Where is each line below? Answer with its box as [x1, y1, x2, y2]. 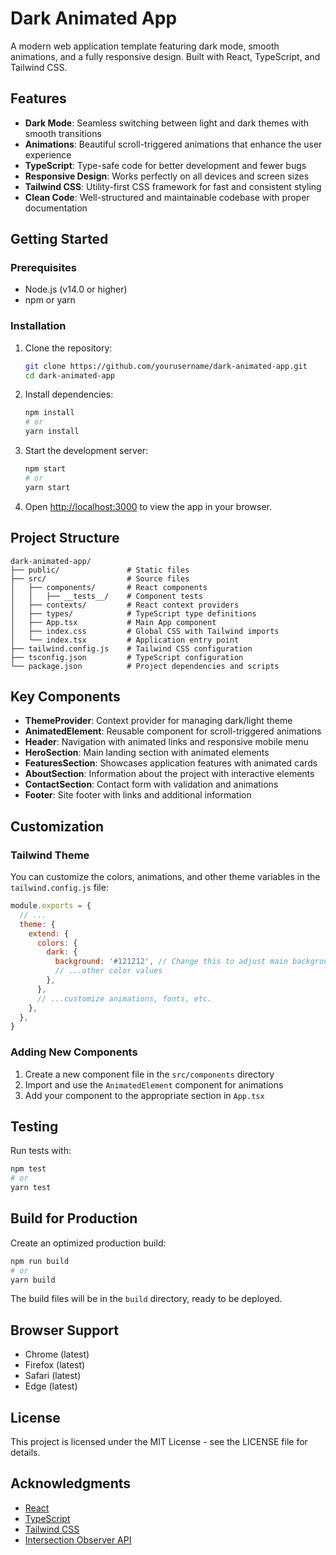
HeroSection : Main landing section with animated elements [24, 747, 270, 759]
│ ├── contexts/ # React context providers [10, 600, 240, 610]
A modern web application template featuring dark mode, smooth [10, 40, 280, 52]
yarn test [10, 1183, 52, 1193]
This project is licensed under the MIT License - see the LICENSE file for [10, 1436, 308, 1448]
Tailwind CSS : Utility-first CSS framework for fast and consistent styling [24, 180, 322, 192]
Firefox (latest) [24, 1359, 86, 1371]
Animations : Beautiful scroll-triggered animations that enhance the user [24, 138, 323, 150]
